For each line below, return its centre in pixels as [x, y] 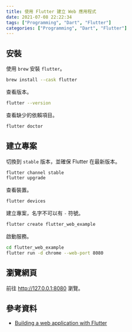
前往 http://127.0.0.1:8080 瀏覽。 [45, 288]
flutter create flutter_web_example [51, 225]
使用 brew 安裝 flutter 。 [36, 69]
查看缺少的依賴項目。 [32, 115]
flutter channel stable [35, 172]
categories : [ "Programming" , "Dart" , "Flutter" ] [67, 28]
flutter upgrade [26, 178]
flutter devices [26, 201]
